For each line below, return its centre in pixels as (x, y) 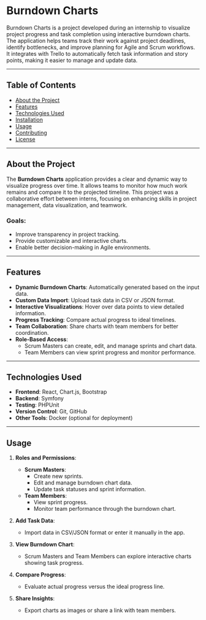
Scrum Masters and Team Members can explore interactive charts (108, 556)
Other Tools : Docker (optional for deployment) (74, 418)
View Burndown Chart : (45, 545)
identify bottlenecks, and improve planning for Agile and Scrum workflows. (101, 47)
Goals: (16, 221)
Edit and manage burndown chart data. (83, 483)
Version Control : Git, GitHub (51, 411)
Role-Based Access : (42, 339)
